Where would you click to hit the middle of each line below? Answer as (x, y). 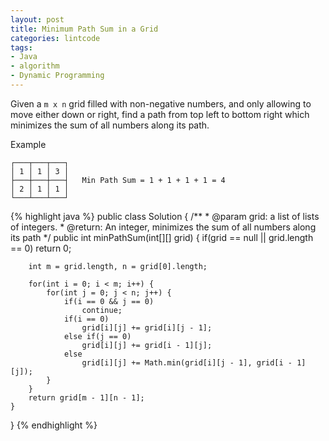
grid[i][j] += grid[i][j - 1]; (147, 327)
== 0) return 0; (41, 248)
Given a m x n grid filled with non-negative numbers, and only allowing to (161, 103)
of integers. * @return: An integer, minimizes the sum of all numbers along (163, 227)
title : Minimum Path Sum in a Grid (84, 29)
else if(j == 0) (97, 336)
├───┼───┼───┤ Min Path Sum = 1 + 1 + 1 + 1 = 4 (118, 180)
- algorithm (35, 66)
